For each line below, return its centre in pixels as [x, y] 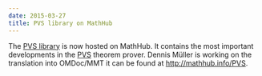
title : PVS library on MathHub [60, 23]
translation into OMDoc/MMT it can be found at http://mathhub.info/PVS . [128, 63]
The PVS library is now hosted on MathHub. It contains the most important [131, 46]
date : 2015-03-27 [37, 16]
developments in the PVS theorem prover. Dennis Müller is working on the [130, 54]
